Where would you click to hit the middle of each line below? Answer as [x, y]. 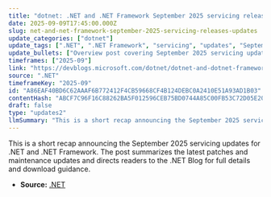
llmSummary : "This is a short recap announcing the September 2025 [124, 121]
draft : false [30, 105]
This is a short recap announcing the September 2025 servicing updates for [134, 143]
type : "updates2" [38, 113]
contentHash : [30, 98]
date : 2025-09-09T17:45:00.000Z [63, 23]
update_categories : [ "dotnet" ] [61, 38]
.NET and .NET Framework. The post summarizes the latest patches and [128, 152]
